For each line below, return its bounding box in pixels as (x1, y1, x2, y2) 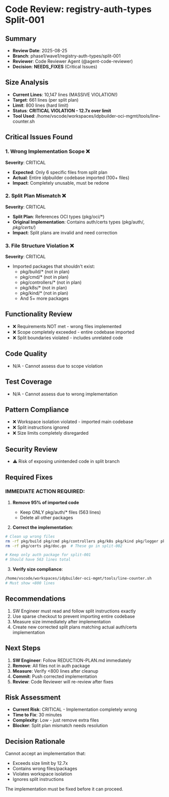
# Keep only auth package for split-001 (5, 552, 92, 557)
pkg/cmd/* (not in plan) (20, 274, 69, 280)
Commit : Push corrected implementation (12, 673, 97, 679)
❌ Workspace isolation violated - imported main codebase (12, 419, 133, 425)
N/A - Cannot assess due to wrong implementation (12, 391, 118, 397)
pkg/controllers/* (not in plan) (20, 279, 82, 285)
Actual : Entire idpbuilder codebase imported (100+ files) (12, 175, 130, 181)
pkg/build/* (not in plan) (20, 269, 70, 275)
